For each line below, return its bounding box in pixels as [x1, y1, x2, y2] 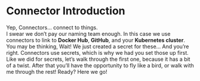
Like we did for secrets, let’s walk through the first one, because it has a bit [6, 55, 190, 63]
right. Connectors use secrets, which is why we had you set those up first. [6, 49, 189, 56]
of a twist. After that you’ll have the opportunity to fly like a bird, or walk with [6, 61, 194, 69]
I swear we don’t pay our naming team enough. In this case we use [6, 30, 171, 37]
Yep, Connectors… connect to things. [6, 24, 98, 31]
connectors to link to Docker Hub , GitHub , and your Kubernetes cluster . [6, 36, 185, 43]
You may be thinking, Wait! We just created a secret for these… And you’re [6, 43, 189, 50]
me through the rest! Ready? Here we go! [6, 68, 107, 75]
